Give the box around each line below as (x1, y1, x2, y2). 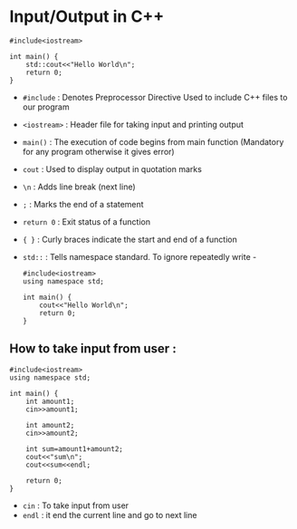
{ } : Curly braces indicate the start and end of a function (22, 234, 237, 245)
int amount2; (25, 420, 75, 429)
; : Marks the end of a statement (22, 198, 144, 209)
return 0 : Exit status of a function (22, 216, 151, 227)
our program (22, 101, 70, 112)
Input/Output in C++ (9, 6, 165, 27)
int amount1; (25, 397, 75, 406)
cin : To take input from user (22, 500, 129, 511)
